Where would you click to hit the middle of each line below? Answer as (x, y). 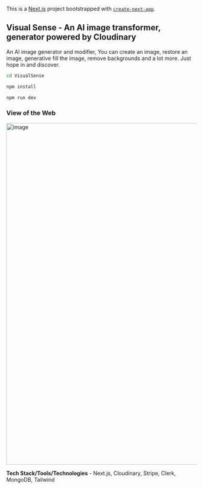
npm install (21, 87)
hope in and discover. (33, 64)
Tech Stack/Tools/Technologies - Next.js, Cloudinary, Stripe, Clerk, (91, 473)
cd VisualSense (25, 76)
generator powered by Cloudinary (71, 37)
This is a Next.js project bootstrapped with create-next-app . (81, 9)
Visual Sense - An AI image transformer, (84, 28)
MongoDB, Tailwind (31, 479)
